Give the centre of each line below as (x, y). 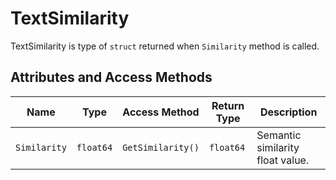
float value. (283, 160)
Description (288, 112)
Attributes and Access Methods (111, 77)
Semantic (279, 135)
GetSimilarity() (161, 147)
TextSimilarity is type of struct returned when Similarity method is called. (165, 46)
